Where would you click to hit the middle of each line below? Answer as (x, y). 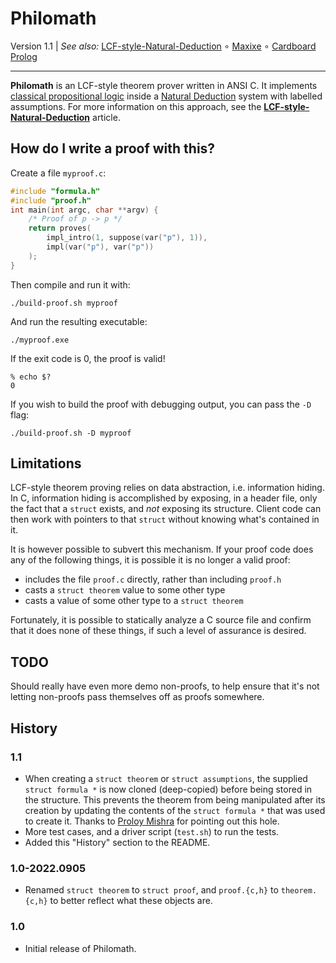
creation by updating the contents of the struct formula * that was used (175, 810)
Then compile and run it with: (70, 284)
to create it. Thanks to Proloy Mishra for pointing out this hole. (152, 821)
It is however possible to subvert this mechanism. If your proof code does (162, 549)
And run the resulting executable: (79, 321)
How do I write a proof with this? (113, 148)
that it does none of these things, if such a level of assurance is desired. (158, 631)
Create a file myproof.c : (58, 173)
